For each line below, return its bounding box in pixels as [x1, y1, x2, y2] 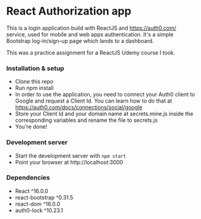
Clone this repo [15, 78, 53, 86]
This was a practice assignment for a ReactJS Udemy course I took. [6, 49, 176, 56]
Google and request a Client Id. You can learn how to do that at [15, 97, 173, 104]
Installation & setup [6, 64, 65, 72]
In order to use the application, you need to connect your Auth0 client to [15, 91, 196, 98]
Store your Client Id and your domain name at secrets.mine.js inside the [15, 110, 194, 118]
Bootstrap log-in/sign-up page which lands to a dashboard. [6, 37, 154, 44]
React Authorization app [6, 4, 131, 18]
